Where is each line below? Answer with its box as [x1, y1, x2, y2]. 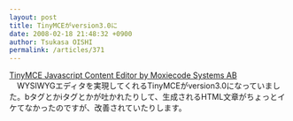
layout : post [9, 12, 58, 22]
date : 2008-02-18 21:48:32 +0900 [9, 29, 133, 38]
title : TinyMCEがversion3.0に [9, 21, 118, 30]
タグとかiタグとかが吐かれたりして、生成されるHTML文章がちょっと [29, 92, 278, 102]
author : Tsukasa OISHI [9, 37, 93, 47]
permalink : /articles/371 [9, 46, 104, 55]
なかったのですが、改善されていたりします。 [24, 102, 187, 113]
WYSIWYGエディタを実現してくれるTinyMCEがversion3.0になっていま [16, 80, 273, 91]
